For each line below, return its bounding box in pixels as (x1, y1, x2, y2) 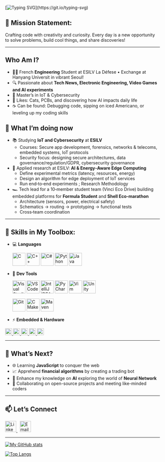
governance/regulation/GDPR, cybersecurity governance (19, 160, 135, 166)
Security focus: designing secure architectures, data (19, 155, 126, 161)
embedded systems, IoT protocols (19, 150, 89, 156)
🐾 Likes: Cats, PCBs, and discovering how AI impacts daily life (12, 97, 137, 103)
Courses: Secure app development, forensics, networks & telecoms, (19, 144, 158, 150)
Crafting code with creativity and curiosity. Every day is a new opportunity (5, 32, 155, 38)
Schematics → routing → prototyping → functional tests (19, 204, 132, 210)
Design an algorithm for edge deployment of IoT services (19, 176, 135, 182)
